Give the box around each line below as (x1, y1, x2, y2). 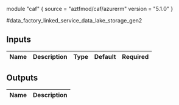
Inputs (6, 35, 32, 45)
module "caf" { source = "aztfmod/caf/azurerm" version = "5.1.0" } (6, 5, 174, 12)
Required (121, 52, 149, 61)
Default (94, 52, 116, 61)
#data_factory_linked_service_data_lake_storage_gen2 (6, 17, 142, 24)
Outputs (6, 73, 38, 83)
